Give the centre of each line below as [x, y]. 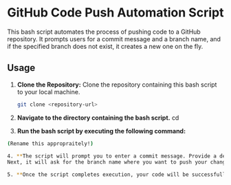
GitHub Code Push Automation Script [115, 13]
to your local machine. [48, 91]
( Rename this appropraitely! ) [51, 143]
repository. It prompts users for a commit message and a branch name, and [114, 39]
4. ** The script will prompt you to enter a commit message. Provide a [112, 156]
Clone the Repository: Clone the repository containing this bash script [117, 85]
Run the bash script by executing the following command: [101, 131]
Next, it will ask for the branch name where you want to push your [107, 162]
